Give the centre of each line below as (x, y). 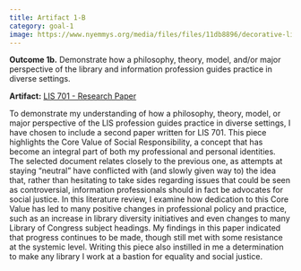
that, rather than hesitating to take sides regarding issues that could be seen (150, 180)
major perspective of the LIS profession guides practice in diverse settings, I (150, 123)
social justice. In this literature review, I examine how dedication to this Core (149, 199)
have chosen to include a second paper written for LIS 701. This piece (138, 133)
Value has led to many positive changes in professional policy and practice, (148, 209)
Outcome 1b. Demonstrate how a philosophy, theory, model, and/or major (145, 60)
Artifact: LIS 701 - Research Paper (73, 96)
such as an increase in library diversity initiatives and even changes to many (150, 219)
